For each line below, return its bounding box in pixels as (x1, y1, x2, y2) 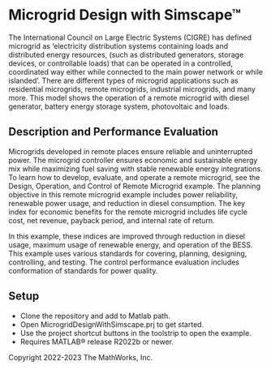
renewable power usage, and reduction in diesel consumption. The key (8, 198, 246, 208)
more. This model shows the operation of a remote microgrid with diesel (8, 92, 250, 102)
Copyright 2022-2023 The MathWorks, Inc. (8, 352, 153, 362)
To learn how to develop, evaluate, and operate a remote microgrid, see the (8, 172, 260, 182)
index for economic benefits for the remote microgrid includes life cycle (8, 207, 247, 217)
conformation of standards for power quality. (8, 265, 158, 275)
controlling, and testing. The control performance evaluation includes (8, 257, 240, 267)
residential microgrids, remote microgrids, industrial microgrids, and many (8, 84, 256, 94)
